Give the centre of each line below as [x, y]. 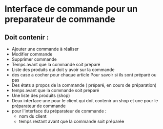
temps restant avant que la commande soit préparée [71, 121]
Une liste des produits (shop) [41, 95]
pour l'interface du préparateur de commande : [59, 111]
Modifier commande [32, 54]
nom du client [33, 116]
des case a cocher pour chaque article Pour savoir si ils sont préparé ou [84, 75]
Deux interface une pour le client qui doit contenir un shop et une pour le [85, 101]
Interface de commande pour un [71, 9]
